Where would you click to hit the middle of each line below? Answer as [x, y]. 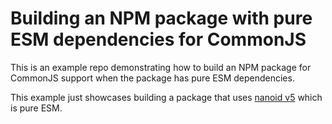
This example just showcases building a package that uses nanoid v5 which [166, 97]
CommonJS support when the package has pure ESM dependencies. [152, 78]
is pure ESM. [36, 108]
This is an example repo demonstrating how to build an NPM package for [161, 67]
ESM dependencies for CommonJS [158, 39]
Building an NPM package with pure [161, 18]
